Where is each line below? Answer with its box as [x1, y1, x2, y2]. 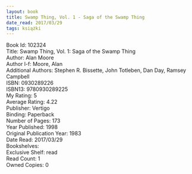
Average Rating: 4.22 [6, 99, 58, 106]
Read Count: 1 [6, 155, 40, 162]
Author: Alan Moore [6, 54, 55, 61]
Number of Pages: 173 [6, 117, 61, 125]
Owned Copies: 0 [6, 162, 49, 169]
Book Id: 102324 [6, 42, 46, 49]
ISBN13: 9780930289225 [6, 86, 68, 93]
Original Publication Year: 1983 [6, 130, 81, 137]
